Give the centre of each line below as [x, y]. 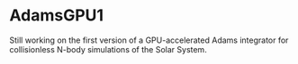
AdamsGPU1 [57, 16]
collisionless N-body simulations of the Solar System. [108, 49]
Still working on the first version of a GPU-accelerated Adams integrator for [149, 40]
